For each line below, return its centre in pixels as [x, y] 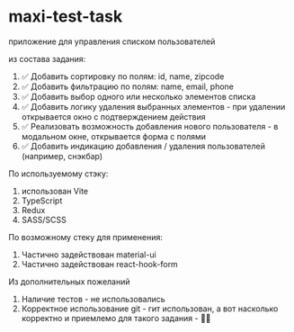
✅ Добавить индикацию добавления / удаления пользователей [143, 146]
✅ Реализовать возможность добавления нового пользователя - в [150, 126]
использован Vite [55, 191]
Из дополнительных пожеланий [70, 282]
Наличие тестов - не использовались [93, 299]
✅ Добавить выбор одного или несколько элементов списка [138, 96]
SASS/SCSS [44, 220]
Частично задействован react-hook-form [100, 264]
